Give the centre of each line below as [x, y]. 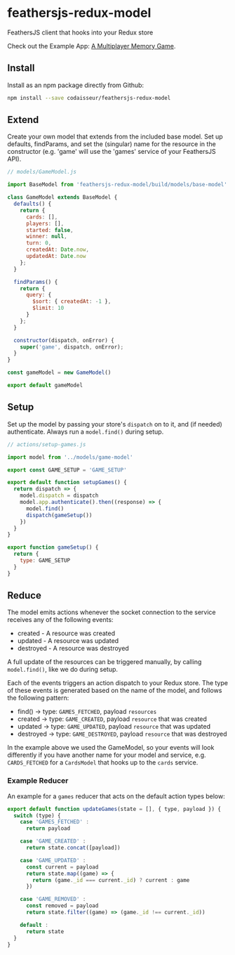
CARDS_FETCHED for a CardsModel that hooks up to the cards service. [103, 762]
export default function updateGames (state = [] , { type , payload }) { [114, 809]
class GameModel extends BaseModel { [62, 197]
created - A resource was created [66, 633]
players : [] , [45, 223]
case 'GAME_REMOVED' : [53, 899]
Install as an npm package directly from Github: [76, 85]
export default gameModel [45, 385]
